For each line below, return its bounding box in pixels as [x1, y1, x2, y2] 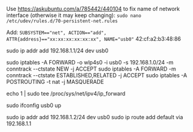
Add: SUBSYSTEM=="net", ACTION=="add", [6, 29, 107, 36]
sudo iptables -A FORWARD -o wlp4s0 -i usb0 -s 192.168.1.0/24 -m [6, 59, 174, 66]
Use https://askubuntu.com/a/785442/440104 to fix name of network [6, 5, 180, 12]
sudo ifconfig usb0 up [6, 102, 62, 109]
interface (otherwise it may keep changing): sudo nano [6, 12, 141, 19]
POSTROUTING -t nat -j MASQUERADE [6, 78, 104, 85]
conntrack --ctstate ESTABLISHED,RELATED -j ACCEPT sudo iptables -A [6, 72, 188, 78]
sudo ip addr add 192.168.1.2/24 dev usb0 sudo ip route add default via [6, 114, 183, 120]
